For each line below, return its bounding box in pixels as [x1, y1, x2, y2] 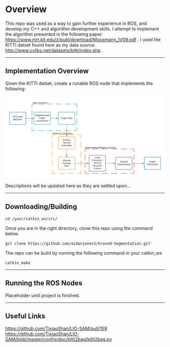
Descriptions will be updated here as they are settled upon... [5, 183, 131, 189]
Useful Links [5, 312, 46, 321]
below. [5, 230, 19, 236]
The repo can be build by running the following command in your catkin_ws [5, 250, 162, 256]
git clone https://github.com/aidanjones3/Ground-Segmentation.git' [5, 241, 153, 246]
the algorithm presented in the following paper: [5, 31, 103, 37]
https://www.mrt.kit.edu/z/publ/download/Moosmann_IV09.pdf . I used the [5, 37, 161, 43]
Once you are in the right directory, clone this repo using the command [5, 225, 153, 231]
